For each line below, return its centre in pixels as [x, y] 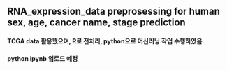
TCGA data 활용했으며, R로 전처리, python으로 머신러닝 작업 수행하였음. [106, 41]
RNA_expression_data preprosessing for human [113, 12]
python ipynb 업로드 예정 [43, 58]
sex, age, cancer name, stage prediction [97, 23]
